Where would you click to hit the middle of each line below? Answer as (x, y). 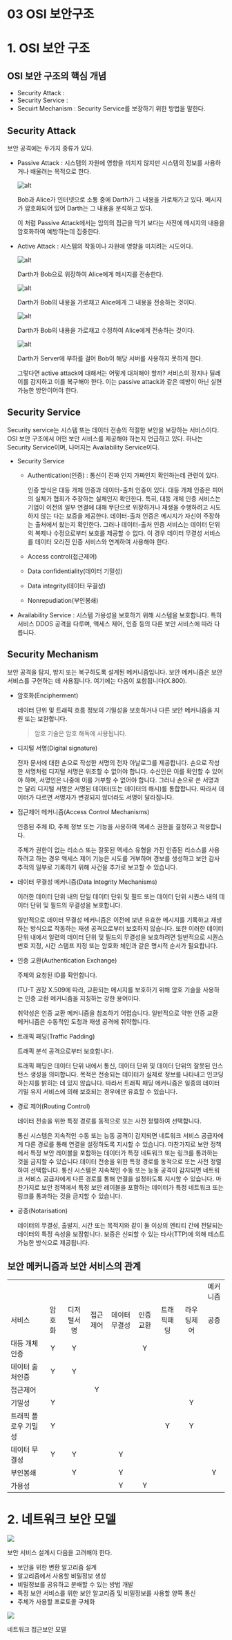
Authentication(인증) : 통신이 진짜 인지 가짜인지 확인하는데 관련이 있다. (123, 475)
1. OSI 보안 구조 (49, 48)
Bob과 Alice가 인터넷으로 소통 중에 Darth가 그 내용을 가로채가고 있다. (110, 200)
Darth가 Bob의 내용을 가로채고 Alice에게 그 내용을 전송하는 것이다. (107, 302)
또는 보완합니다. (46, 718)
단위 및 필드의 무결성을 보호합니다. (76, 905)
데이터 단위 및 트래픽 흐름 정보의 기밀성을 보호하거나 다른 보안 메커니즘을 (115, 710)
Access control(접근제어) (62, 556)
